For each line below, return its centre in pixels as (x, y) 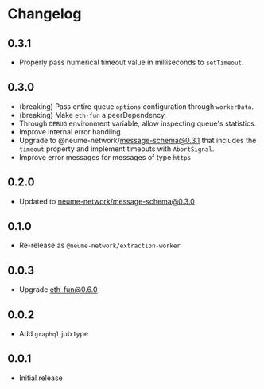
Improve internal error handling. (71, 131)
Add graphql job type (54, 334)
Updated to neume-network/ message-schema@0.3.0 (107, 201)
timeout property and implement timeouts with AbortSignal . (116, 149)
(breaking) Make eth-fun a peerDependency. (93, 115)
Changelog (45, 14)
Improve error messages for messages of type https (105, 157)
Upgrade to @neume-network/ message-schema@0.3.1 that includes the (138, 140)
